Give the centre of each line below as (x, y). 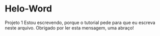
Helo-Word (28, 9)
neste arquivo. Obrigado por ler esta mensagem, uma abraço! (70, 27)
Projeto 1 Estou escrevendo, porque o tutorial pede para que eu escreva (80, 22)
